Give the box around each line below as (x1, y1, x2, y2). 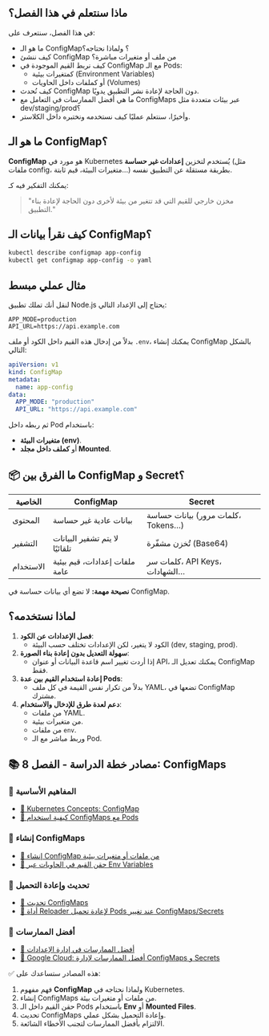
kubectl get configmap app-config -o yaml (8, 256, 152, 264)
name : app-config (15, 383, 74, 391)
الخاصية (15, 496, 42, 507)
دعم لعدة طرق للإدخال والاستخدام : (19, 699, 122, 709)
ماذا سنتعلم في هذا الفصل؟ (8, 6, 128, 20)
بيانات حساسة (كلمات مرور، (147, 509, 242, 520)
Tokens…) (147, 520, 184, 531)
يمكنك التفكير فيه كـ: (8, 180, 69, 190)
